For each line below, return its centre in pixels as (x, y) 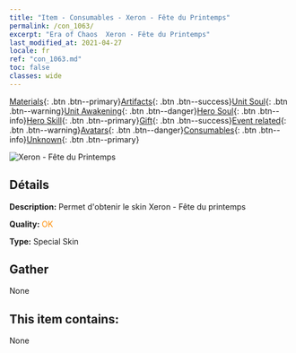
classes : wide (36, 76)
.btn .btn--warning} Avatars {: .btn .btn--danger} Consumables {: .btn (133, 130)
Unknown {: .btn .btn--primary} (83, 139)
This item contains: (64, 319)
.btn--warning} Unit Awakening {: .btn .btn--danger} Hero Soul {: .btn (133, 111)
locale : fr (30, 51)
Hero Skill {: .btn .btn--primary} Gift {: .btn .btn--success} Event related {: (157, 120)
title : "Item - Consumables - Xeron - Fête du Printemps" (120, 17)
